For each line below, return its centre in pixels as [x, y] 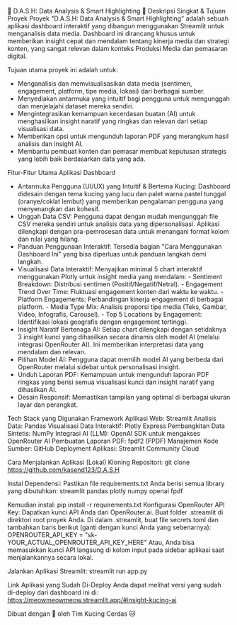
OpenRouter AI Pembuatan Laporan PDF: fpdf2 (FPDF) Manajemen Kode [113, 441]
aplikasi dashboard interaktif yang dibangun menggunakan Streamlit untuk [116, 26]
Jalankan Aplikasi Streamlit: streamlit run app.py [77, 571]
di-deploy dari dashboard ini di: [53, 592]
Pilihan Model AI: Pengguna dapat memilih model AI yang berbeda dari [121, 359]
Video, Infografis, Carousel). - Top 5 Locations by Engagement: [110, 314]
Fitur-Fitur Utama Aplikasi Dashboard [61, 173]
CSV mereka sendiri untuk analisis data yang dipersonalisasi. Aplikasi [118, 224]
